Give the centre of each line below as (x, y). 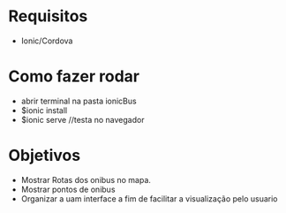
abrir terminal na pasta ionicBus (79, 101)
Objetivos (45, 156)
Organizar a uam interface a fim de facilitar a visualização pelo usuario (149, 198)
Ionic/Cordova (47, 41)
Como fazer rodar (74, 76)
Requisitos (48, 16)
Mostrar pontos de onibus (68, 189)
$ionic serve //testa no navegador (83, 119)
